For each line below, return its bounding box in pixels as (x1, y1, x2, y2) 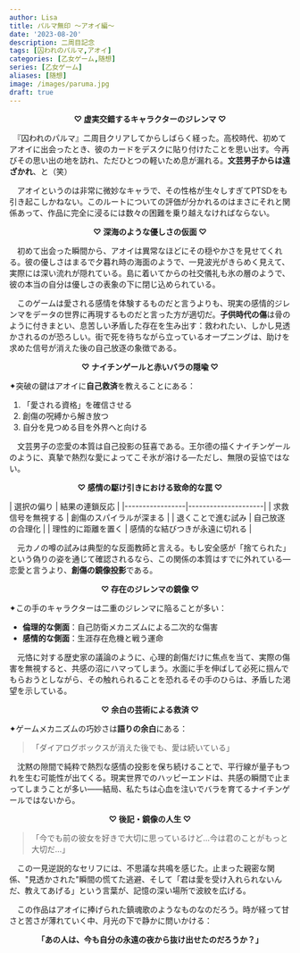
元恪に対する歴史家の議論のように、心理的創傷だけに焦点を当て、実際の (16, 651, 283, 662)
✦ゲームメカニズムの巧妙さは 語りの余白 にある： (9, 723, 188, 733)
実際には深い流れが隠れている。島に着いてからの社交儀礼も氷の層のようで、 (9, 267, 290, 278)
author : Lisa (9, 13, 58, 22)
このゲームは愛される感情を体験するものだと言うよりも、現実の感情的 (16, 297, 275, 308)
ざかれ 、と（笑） (9, 166, 72, 177)
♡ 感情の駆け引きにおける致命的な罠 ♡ (77, 481, 223, 492)
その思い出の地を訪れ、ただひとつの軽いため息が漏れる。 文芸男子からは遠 (16, 155, 291, 165)
